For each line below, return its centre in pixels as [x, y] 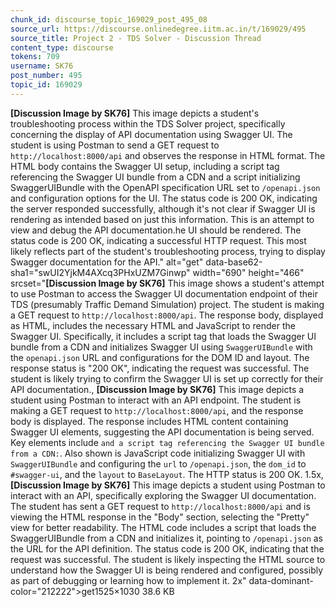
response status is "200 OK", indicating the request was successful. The [160, 368]
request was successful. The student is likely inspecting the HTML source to [168, 559]
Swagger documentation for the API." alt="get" [107, 262]
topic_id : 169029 [46, 85]
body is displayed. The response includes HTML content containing [149, 421]
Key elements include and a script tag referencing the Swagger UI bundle [167, 442]
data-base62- [234, 262]
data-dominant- [281, 580]
